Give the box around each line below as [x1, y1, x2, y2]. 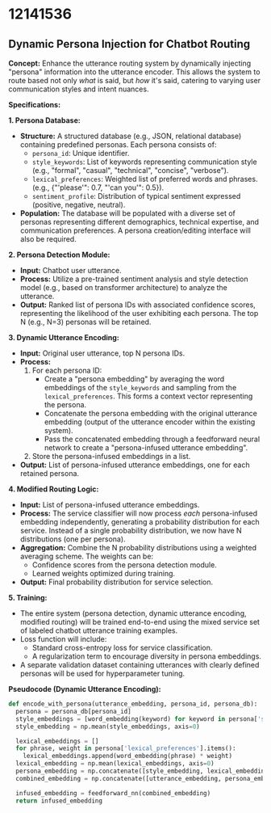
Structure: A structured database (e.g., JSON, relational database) [19, 131, 242, 141]
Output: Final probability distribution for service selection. [19, 577, 214, 587]
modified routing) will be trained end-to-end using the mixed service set [19, 617, 261, 626]
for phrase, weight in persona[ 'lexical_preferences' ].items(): [15, 744, 236, 752]
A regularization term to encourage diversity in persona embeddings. [31, 651, 262, 661]
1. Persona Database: [8, 116, 81, 125]
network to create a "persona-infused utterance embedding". [44, 443, 248, 453]
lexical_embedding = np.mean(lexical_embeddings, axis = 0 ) [15, 760, 215, 768]
